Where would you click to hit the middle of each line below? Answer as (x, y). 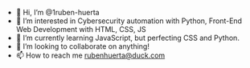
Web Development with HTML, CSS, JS (81, 29)
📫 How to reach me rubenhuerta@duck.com (90, 55)
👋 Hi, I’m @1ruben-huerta (57, 12)
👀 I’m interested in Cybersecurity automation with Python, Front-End (129, 21)
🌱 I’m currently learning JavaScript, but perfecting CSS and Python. (127, 38)
